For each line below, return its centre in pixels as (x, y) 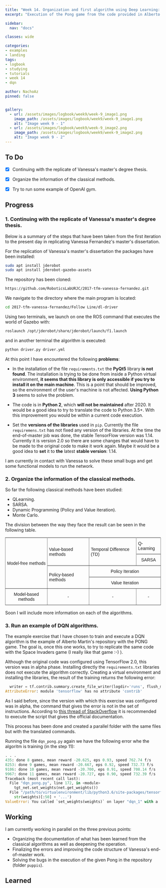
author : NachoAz (22, 92)
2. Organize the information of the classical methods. (70, 479)
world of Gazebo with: (28, 322)
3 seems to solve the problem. (43, 395)
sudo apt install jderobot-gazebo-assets (48, 270)
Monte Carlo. (26, 515)
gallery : (14, 110)
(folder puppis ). (28, 865)
